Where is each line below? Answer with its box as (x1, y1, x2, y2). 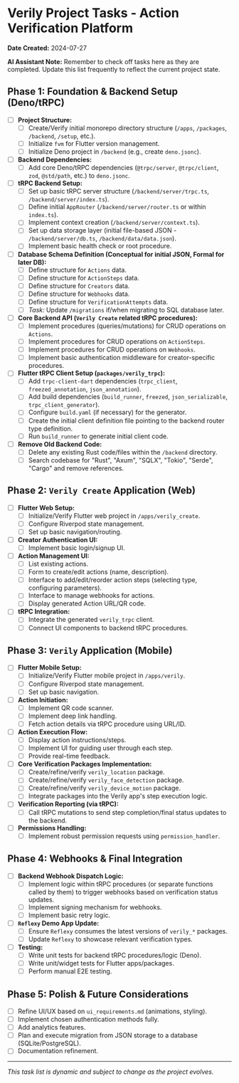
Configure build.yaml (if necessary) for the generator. (28, 408, 187, 417)
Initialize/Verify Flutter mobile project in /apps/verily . (28, 671, 186, 680)
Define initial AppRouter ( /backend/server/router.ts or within (28, 203, 206, 211)
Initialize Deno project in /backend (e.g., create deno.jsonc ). (28, 147, 201, 156)
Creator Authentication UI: (17, 535, 98, 544)
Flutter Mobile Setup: (17, 663, 82, 672)
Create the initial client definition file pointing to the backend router (28, 416, 225, 425)
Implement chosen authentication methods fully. (17, 1015, 159, 1024)
